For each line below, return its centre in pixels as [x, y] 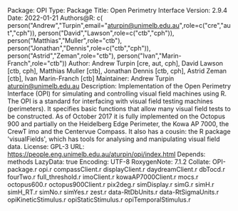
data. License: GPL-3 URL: [46, 146]
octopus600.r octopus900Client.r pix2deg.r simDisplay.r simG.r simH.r [111, 184]
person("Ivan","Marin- [149, 56]
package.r [22, 169]
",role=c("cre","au [205, 25]
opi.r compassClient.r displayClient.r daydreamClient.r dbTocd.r [132, 169]
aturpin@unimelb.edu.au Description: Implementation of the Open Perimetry [119, 86]
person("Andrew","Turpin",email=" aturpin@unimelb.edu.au [94, 25]
